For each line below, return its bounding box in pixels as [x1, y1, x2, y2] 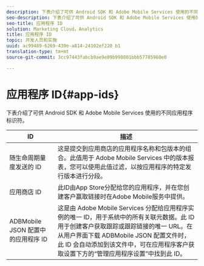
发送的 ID [15, 163, 42, 171]
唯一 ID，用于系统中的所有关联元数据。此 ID [69, 212, 195, 221]
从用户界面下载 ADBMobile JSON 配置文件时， [57, 231, 190, 239]
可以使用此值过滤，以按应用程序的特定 [75, 163, 186, 171]
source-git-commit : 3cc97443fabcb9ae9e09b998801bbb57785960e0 [6, 54, 167, 60]
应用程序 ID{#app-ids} [6, 88, 120, 101]
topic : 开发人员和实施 [6, 37, 58, 43]
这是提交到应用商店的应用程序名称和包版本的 [57, 144, 186, 153]
